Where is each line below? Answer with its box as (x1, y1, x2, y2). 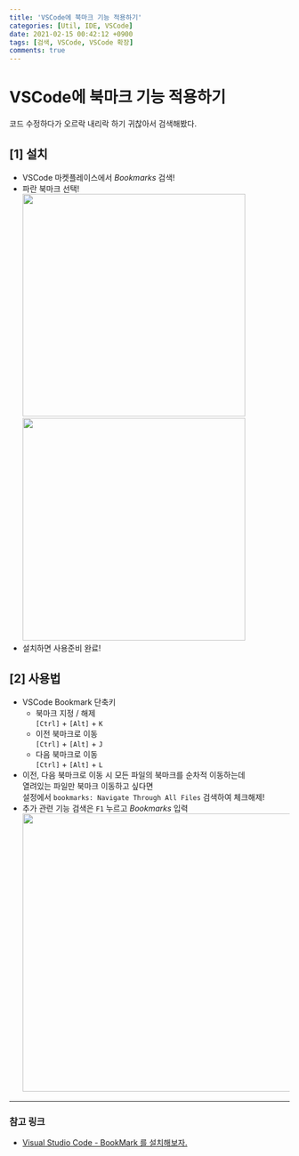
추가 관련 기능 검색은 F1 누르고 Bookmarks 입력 (21, 803, 189, 813)
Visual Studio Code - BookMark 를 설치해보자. (21, 1136, 189, 1148)
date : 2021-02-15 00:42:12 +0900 (9, 29, 133, 38)
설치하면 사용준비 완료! (21, 643, 101, 653)
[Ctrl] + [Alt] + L (35, 758, 103, 770)
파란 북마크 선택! (21, 183, 80, 194)
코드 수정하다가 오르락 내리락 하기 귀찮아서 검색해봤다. (9, 118, 198, 129)
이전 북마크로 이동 (35, 728, 98, 739)
